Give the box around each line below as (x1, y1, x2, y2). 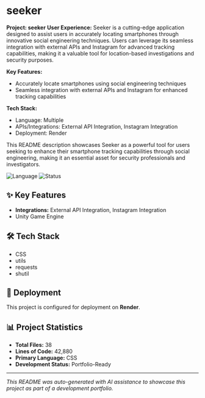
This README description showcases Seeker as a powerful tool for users (6, 141, 190, 148)
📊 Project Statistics (6, 322, 84, 332)
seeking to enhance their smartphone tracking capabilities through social (6, 147, 190, 155)
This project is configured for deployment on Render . (6, 304, 140, 311)
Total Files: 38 (15, 341, 52, 349)
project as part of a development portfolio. (6, 385, 113, 392)
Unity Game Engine (15, 213, 64, 220)
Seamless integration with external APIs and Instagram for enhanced (15, 86, 188, 93)
